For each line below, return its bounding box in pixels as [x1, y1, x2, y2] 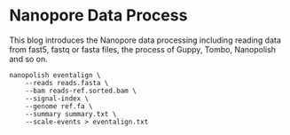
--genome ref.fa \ [25, 101, 93, 111]
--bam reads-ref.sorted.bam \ [25, 86, 137, 95]
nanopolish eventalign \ [9, 70, 101, 80]
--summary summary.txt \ [25, 109, 117, 118]
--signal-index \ [25, 94, 90, 103]
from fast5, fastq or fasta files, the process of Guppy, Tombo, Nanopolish [9, 44, 277, 54]
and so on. [9, 53, 49, 64]
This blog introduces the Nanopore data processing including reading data [9, 35, 282, 45]
